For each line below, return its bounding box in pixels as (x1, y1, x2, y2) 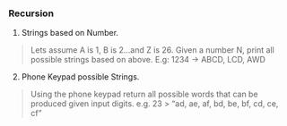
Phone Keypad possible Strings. (21, 71, 140, 82)
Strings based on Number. (21, 28, 118, 38)
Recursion (8, 7, 55, 20)
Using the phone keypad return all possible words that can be (30, 88, 258, 100)
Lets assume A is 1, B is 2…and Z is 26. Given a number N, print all (30, 45, 274, 55)
